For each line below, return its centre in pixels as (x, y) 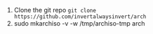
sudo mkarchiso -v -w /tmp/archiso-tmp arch (79, 23)
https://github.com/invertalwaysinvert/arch (80, 17)
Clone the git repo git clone (55, 10)
